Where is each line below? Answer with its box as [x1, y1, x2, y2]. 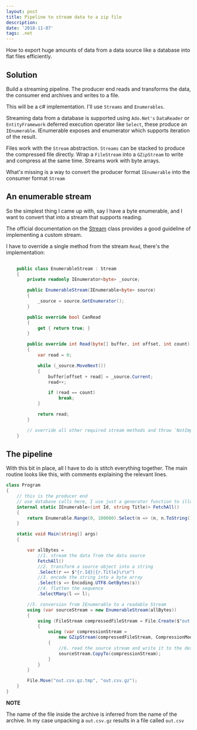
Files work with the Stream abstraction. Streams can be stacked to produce [6, 145, 185, 152]
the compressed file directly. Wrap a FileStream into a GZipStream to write [6, 150, 184, 158]
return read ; [37, 411, 69, 417]
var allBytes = [27, 547, 64, 553]
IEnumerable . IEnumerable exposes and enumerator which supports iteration [6, 127, 190, 134]
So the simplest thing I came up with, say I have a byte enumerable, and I [6, 207, 183, 215]
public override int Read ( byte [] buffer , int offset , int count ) [27, 341, 191, 347]
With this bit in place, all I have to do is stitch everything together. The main [6, 465, 188, 472]
